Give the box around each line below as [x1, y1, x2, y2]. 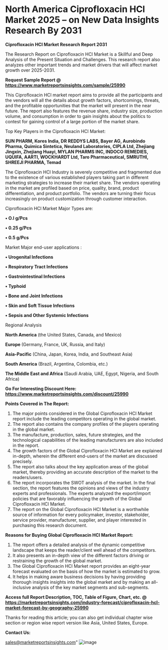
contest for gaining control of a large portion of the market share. [5, 118, 140, 124]
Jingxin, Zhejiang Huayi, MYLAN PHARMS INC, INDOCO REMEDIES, [5, 148, 148, 154]
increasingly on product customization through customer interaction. [5, 196, 147, 202]
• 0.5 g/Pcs [5, 234, 29, 240]
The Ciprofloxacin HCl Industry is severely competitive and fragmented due [5, 169, 161, 175]
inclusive [12, 584, 31, 590]
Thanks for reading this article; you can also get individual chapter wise [5, 614, 153, 620]
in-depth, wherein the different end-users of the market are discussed [12, 453, 158, 459]
